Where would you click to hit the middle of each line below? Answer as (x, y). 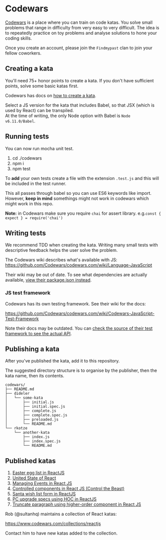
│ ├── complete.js (31, 411)
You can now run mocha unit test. (39, 148)
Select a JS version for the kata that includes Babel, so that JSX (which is (80, 105)
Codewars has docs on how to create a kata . (51, 95)
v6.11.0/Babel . (20, 121)
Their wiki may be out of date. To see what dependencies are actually (76, 275)
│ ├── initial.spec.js (35, 407)
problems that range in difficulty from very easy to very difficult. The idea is (82, 27)
